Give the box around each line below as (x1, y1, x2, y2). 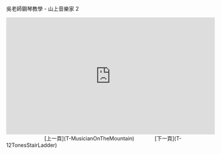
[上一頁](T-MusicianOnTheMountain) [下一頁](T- (44, 135, 182, 142)
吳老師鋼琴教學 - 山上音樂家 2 (6, 5, 79, 12)
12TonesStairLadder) (6, 142, 58, 149)
